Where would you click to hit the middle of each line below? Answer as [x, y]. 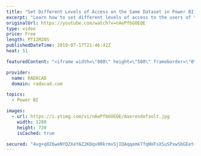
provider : [19, 73]
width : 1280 [32, 122]
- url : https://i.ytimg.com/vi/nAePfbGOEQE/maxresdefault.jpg [91, 116]
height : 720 [32, 127]
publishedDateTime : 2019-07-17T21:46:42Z [59, 46]
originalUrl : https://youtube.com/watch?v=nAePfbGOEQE [76, 23]
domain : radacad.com [37, 84]
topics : [16, 94]
